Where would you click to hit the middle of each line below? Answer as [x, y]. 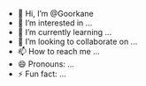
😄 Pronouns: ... [46, 64]
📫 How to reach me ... [58, 51]
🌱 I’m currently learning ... [65, 32]
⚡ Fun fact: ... [42, 74]
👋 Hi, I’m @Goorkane [56, 14]
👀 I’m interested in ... [55, 23]
